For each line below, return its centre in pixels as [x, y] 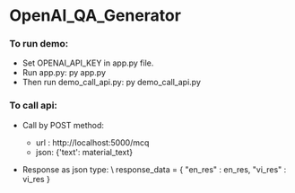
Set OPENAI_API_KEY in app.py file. [88, 63]
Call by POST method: [63, 125]
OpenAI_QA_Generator [95, 16]
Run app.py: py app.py [64, 73]
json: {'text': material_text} [84, 152]
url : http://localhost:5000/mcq [92, 142]
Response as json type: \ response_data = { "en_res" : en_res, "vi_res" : [154, 169]
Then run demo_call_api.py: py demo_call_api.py [112, 83]
